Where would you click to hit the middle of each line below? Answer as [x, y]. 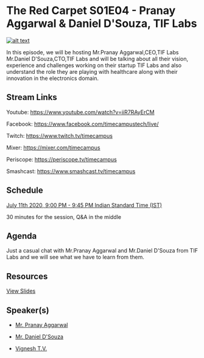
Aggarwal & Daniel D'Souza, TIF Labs [102, 23]
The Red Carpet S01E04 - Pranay [91, 11]
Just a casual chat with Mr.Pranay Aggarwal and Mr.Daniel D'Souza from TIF [102, 251]
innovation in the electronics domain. [53, 78]
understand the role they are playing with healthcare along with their [92, 71]
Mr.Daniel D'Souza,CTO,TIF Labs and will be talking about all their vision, [97, 59]
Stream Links [32, 97]
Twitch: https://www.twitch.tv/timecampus [59, 135]
